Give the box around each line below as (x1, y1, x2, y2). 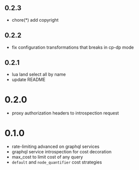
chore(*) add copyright (11, 17, 59, 23)
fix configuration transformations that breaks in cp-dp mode (11, 44, 134, 50)
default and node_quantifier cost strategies (11, 159, 102, 165)
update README (11, 77, 45, 83)
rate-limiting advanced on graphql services (11, 143, 100, 149)
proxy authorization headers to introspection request (11, 110, 119, 116)
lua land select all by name (11, 71, 66, 78)
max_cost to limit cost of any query (11, 154, 83, 160)
